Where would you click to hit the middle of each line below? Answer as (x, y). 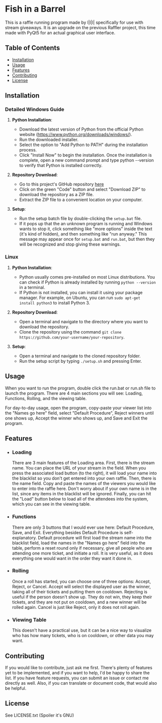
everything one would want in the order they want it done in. (72, 558)
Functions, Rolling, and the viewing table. (46, 398)
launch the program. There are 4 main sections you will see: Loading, (74, 393)
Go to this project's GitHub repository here (61, 184)
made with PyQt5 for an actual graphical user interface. (60, 33)
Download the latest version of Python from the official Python (81, 129)
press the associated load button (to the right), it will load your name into (84, 473)
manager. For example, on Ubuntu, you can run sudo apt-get (80, 298)
